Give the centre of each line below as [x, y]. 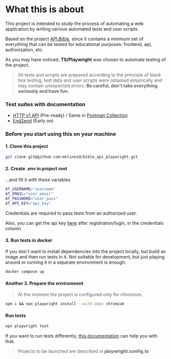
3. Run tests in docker [29, 240]
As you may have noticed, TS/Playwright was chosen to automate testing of [86, 59]
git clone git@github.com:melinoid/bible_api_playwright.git [72, 157]
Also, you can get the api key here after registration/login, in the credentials [84, 223]
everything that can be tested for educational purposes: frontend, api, [79, 44]
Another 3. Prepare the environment [44, 283]
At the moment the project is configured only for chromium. [80, 295]
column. [14, 228]
